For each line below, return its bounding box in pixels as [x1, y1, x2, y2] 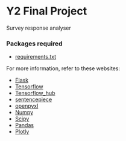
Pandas [14, 122, 34, 129]
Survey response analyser [6, 24, 71, 31]
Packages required [6, 39, 63, 48]
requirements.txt [14, 53, 57, 61]
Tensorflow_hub [14, 90, 55, 97]
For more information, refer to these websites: [6, 65, 121, 72]
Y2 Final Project [6, 4, 87, 18]
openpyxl [14, 102, 39, 110]
